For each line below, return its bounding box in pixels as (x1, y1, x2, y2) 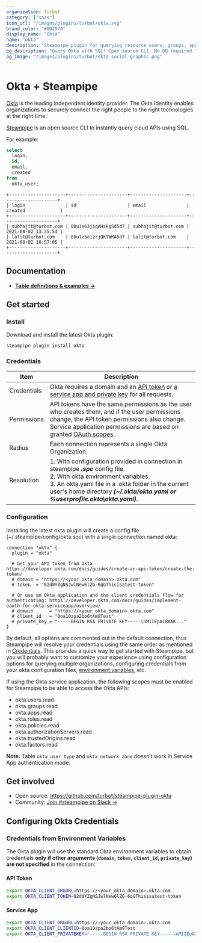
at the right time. (6, 112, 47, 119)
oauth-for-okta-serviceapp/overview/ (6, 603, 101, 609)
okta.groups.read (14, 702, 58, 709)
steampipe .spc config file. (49, 465, 125, 473)
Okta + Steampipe (6, 79, 98, 93)
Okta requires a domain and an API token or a (49, 383, 178, 391)
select (6, 147, 23, 154)
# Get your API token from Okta (11, 561, 93, 567)
